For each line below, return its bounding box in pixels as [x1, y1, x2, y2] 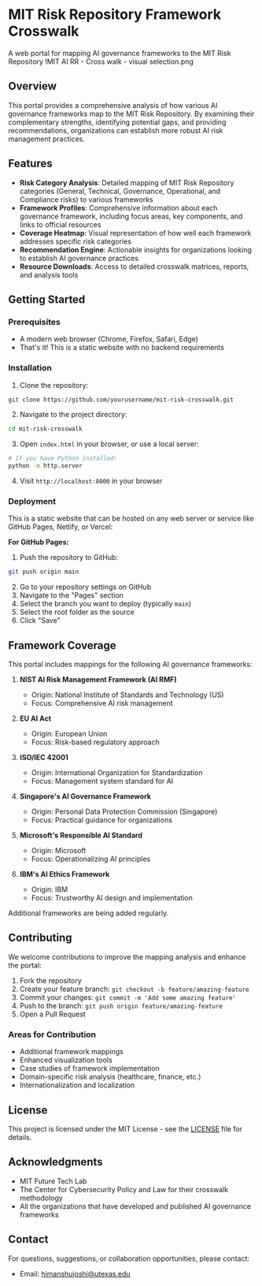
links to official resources [19, 219, 101, 229]
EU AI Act [19, 714, 52, 723]
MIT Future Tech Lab [19, 1176, 87, 1186]
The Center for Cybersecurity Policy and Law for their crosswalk [19, 1184, 229, 1194]
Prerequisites [8, 316, 61, 327]
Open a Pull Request [19, 1009, 87, 1019]
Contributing [8, 931, 72, 945]
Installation [8, 363, 53, 374]
